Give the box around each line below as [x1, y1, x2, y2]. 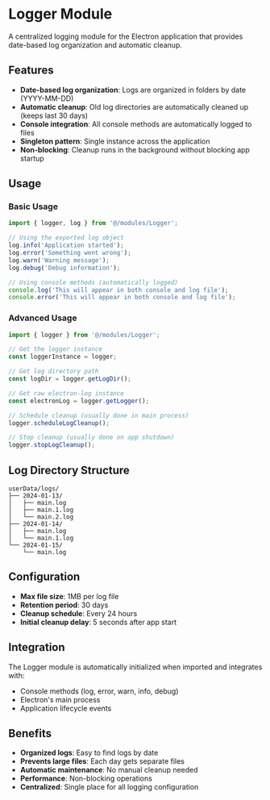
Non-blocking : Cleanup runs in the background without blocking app [19, 144, 250, 154]
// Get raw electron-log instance [8, 389, 125, 398]
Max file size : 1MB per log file [19, 591, 119, 601]
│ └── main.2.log [8, 513, 74, 521]
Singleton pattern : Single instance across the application [19, 136, 210, 146]
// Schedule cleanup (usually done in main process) [8, 411, 189, 419]
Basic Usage [8, 201, 59, 212]
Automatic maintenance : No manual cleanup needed [19, 765, 199, 775]
